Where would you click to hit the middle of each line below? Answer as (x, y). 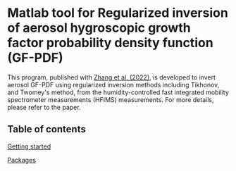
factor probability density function (110, 43)
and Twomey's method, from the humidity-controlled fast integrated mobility (118, 92)
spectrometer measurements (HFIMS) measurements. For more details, (111, 99)
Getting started (29, 146)
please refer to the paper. (44, 107)
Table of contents (46, 129)
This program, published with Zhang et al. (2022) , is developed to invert (112, 77)
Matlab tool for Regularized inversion (118, 13)
